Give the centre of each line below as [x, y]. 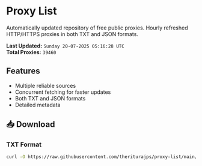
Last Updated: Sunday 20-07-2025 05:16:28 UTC [65, 46]
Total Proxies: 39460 [31, 52]
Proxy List [32, 11]
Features [23, 71]
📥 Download [31, 124]
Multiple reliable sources [45, 85]
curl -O [16, 157]
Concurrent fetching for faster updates [63, 92]
